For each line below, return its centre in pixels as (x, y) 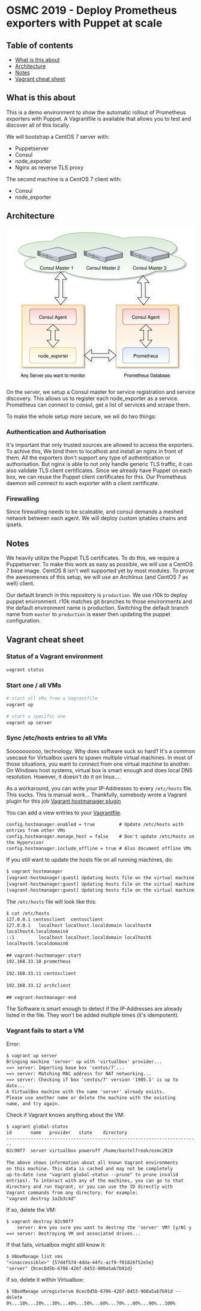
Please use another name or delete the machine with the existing (91, 1098)
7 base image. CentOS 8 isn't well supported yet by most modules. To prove (100, 571)
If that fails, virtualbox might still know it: (56, 1244)
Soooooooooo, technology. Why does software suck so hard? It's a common (101, 751)
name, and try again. (33, 1104)
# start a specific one (36, 716)
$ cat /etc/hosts (28, 913)
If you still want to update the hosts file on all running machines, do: (90, 859)
